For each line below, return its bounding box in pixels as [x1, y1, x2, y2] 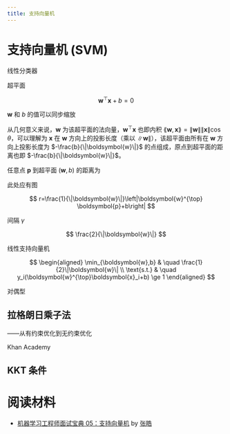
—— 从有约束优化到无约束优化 [7, 329, 92, 337]
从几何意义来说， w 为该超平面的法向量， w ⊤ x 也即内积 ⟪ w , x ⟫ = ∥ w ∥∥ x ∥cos [7, 124, 221, 134]
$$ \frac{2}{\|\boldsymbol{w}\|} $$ [65, 230, 167, 238]
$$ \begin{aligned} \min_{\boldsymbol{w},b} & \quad [29, 257, 180, 266]
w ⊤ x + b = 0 [97, 95, 135, 105]
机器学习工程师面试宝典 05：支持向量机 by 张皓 [17, 419, 152, 428]
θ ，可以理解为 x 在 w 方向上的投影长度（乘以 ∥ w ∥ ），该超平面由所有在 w [7, 134, 216, 142]
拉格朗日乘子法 [7, 309, 71, 321]
